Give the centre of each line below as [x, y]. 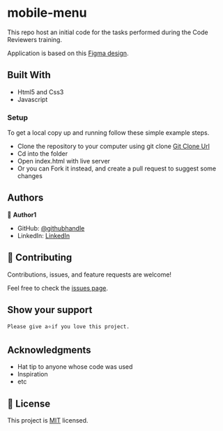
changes [30, 176]
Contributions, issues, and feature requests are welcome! [90, 275]
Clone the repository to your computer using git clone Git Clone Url [114, 146]
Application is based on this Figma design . [68, 53]
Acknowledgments [49, 350]
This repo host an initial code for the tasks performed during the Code [108, 32]
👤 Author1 [22, 214]
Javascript [32, 99]
